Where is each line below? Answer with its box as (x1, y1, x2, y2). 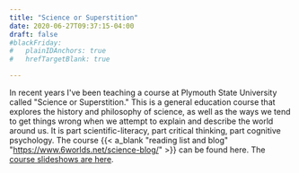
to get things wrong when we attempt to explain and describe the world (9, 116, 274, 126)
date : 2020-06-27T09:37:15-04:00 (9, 22, 135, 30)
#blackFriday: (9, 38, 63, 48)
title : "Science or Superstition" (9, 13, 139, 22)
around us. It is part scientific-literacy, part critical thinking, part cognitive (9, 125, 281, 135)
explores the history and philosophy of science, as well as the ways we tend (9, 107, 291, 117)
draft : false (9, 30, 58, 39)
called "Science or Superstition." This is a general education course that (9, 97, 276, 108)
